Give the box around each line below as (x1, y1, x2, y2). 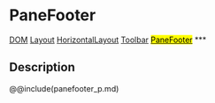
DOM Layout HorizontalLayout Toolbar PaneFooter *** (9, 34, 207, 45)
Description (9, 60, 75, 75)
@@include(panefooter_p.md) (9, 83, 119, 93)
